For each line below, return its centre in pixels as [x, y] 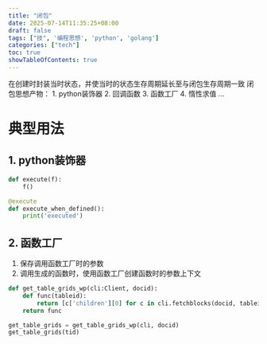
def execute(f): [35, 179]
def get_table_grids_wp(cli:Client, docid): [83, 289]
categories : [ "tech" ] [44, 45]
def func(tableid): [55, 295]
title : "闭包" [31, 16]
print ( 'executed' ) [53, 216]
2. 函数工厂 [35, 242]
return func [42, 311]
